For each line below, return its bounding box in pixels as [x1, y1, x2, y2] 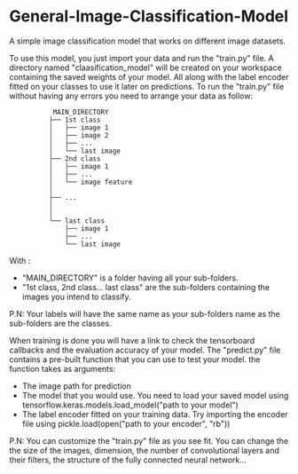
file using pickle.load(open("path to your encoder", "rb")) [21, 418, 231, 429]
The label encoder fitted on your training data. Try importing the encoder [21, 408, 288, 419]
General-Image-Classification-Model [9, 6, 289, 27]
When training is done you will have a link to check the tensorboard [9, 335, 255, 345]
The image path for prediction [21, 380, 131, 391]
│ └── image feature [48, 178, 133, 186]
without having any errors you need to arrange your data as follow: [9, 91, 253, 101]
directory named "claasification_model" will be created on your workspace [9, 62, 282, 73]
